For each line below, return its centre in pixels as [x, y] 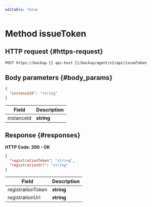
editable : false [21, 9]
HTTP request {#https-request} [54, 52]
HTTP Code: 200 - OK [28, 147]
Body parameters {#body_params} [59, 78]
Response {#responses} [43, 135]
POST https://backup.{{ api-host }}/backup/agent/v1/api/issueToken [76, 63]
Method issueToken [46, 33]
